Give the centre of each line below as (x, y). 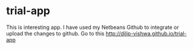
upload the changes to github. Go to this (56, 33)
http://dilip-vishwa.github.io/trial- (146, 33)
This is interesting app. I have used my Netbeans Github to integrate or (93, 27)
